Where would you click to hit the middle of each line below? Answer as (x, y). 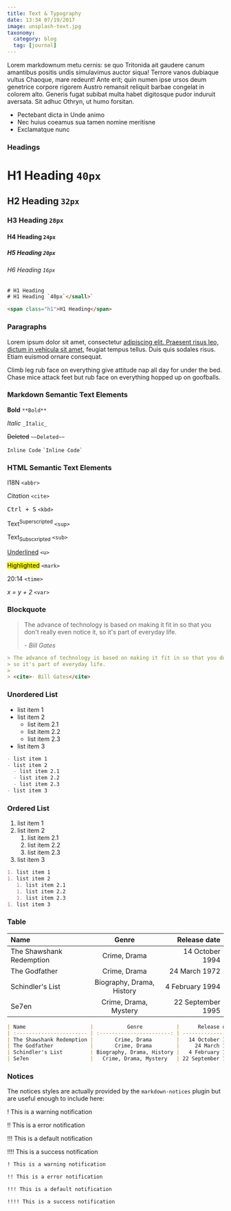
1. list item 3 (29, 904)
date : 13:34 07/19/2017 (41, 20)
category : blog (35, 39)
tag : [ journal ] (35, 45)
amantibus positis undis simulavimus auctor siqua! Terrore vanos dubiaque (113, 72)
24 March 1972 (195, 971)
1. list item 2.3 (41, 898)
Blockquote (27, 610)
